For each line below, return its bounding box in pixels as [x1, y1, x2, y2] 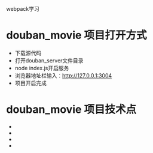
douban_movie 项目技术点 [6, 103, 137, 116]
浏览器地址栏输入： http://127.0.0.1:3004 [14, 71, 112, 79]
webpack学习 [6, 5, 40, 12]
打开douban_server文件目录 [14, 56, 84, 64]
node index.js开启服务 [14, 64, 69, 71]
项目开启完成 [14, 79, 47, 86]
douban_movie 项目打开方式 [6, 29, 148, 42]
